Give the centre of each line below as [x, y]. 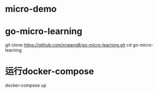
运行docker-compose [50, 71]
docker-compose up [26, 85]
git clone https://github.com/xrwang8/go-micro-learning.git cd [68, 45]
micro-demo [31, 9]
